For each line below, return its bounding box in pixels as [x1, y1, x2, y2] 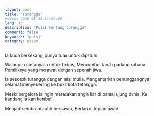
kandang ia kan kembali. [5, 96, 54, 102]
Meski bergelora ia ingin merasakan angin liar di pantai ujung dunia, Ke [5, 91, 148, 97]
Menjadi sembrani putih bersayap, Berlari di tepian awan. [5, 105, 120, 111]
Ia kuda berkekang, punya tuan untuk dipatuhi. [5, 52, 99, 58]
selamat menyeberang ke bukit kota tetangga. [5, 81, 97, 87]
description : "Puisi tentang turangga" [5, 25, 87, 30]
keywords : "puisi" [5, 35, 43, 39]
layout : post [5, 7, 32, 12]
